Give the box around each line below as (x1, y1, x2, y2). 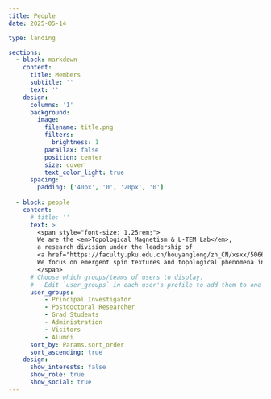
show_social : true (29, 378, 92, 386)
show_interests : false (29, 364, 106, 372)
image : (37, 116, 60, 124)
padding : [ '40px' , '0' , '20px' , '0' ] (37, 183, 164, 192)
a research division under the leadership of (37, 243, 194, 251)
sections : (8, 48, 42, 56)
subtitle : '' (29, 78, 74, 86)
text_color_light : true (44, 168, 125, 177)
